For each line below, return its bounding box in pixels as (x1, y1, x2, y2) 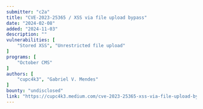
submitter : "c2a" (6, 8, 50, 15)
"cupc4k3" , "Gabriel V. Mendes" (17, 76, 98, 82)
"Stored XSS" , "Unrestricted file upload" (17, 43, 126, 49)
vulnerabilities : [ (6, 37, 56, 43)
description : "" (6, 31, 47, 38)
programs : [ (6, 54, 36, 60)
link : (6, 93, 20, 99)
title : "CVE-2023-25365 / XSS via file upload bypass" (6, 15, 147, 21)
